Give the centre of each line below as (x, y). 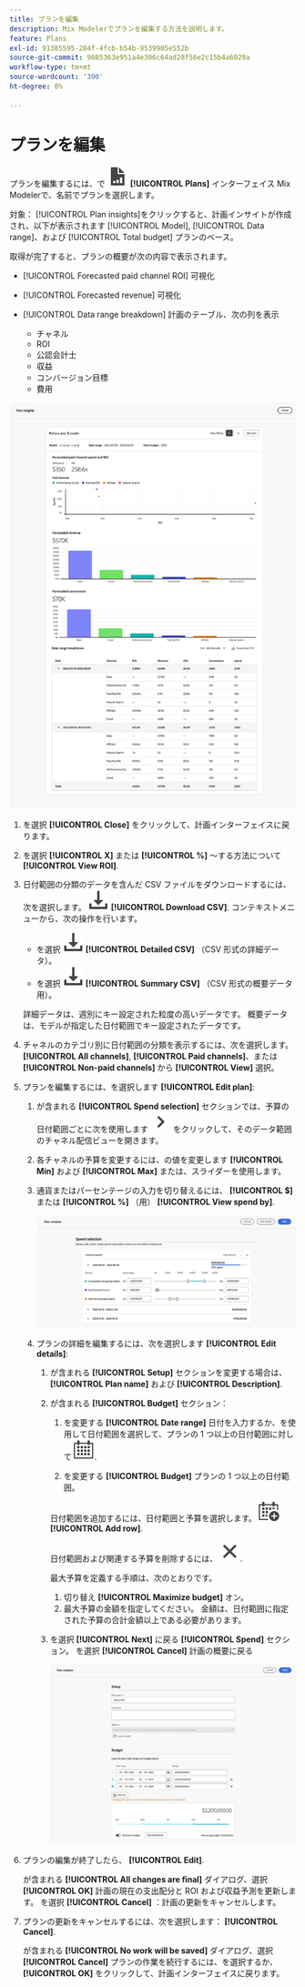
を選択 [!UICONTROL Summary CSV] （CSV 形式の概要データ (164, 984)
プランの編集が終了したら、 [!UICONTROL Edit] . (113, 1860)
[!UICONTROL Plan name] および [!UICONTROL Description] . (166, 1384)
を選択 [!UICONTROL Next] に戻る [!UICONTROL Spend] (157, 1639)
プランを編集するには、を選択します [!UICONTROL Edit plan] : (138, 1087)
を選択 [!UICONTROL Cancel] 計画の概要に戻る (164, 1650)
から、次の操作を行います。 (91, 918)
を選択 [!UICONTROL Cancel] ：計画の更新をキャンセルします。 (161, 1902)
